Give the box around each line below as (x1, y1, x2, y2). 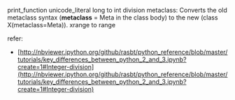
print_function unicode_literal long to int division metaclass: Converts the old (7, 6, 227, 14)
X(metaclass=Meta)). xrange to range (7, 21, 116, 29)
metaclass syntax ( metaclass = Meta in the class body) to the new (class (7, 13, 218, 22)
